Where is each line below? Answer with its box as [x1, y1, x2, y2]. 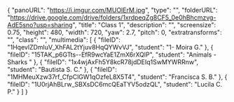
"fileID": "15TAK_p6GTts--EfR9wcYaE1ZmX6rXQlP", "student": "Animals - [7, 50, 217, 59]
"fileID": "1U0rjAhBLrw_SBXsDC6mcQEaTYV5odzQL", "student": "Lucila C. [7, 80, 223, 88]
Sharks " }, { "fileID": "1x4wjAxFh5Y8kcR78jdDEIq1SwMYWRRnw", [7, 58, 198, 66]
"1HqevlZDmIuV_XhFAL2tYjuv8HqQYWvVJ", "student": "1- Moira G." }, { [7, 43, 214, 51]
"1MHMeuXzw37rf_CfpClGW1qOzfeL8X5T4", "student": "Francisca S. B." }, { [7, 73, 228, 81]
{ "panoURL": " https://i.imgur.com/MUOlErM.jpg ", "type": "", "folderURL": [7, 6, 218, 14]
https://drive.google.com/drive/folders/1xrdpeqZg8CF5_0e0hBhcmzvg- [10, 13, 216, 22]
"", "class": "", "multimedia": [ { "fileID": [7, 36, 121, 44]
